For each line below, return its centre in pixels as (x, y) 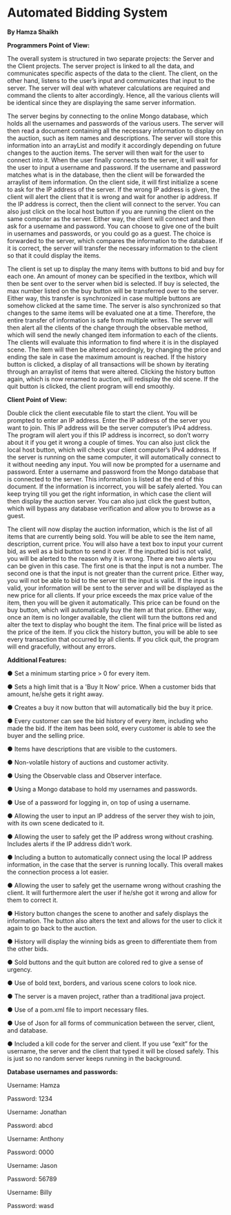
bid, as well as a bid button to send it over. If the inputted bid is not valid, (110, 551)
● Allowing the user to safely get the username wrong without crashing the (114, 885)
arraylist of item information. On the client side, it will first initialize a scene (113, 182)
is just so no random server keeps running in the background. (94, 1058)
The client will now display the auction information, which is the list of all (110, 529)
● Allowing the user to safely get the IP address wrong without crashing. (110, 836)
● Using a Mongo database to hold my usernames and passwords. (102, 789)
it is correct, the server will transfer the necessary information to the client (113, 248)
